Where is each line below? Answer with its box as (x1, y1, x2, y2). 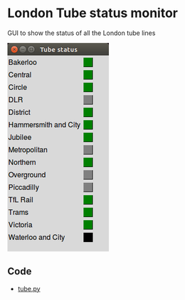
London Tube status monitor (7, 5, 178, 21)
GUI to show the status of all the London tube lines (7, 29, 156, 37)
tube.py (17, 284, 41, 293)
